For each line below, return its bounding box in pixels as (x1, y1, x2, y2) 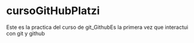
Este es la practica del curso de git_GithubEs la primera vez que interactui (6, 24, 189, 31)
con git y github (6, 29, 45, 37)
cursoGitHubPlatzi (6, 4, 100, 18)
